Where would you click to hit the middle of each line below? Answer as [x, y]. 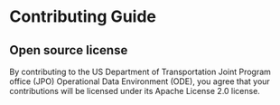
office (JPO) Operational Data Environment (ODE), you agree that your [140, 81]
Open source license [69, 50]
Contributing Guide [83, 17]
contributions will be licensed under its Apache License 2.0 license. [135, 91]
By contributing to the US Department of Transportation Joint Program [140, 72]
